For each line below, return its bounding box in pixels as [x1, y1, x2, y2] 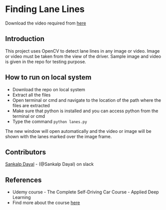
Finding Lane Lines [5, 4, 85, 15]
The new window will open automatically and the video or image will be [5, 128, 152, 134]
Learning [12, 194, 31, 200]
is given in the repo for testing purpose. [5, 59, 86, 65]
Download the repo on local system [12, 86, 86, 92]
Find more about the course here [12, 199, 80, 206]
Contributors [5, 148, 46, 156]
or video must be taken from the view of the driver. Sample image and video [5, 53, 162, 59]
